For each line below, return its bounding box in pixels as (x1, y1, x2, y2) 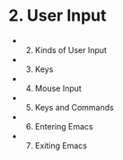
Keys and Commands (34, 102, 114, 112)
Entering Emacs (34, 120, 93, 131)
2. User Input (8, 5, 107, 26)
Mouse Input (34, 83, 82, 93)
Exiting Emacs (34, 140, 87, 151)
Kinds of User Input (34, 44, 107, 55)
